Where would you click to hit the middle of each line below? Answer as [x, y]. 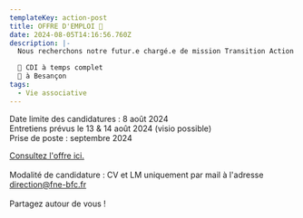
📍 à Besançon [42, 76]
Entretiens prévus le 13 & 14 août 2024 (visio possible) [110, 128]
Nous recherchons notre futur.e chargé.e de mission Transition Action [156, 52]
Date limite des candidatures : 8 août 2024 [89, 118]
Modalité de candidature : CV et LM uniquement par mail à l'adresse [137, 175]
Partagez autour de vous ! [58, 204]
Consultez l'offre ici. [47, 156]
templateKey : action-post [58, 18]
